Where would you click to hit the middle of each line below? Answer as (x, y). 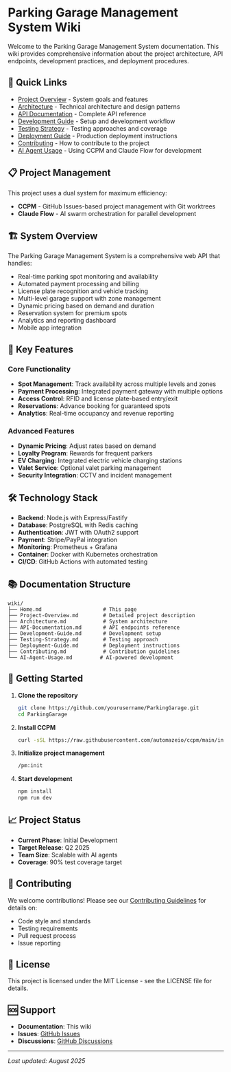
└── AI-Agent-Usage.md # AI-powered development (91, 657)
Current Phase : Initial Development (68, 840)
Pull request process (47, 935)
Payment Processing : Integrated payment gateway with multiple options (120, 392)
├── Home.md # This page (72, 609)
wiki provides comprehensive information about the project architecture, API (115, 54)
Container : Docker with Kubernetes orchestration (88, 555)
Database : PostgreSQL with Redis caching (78, 525)
